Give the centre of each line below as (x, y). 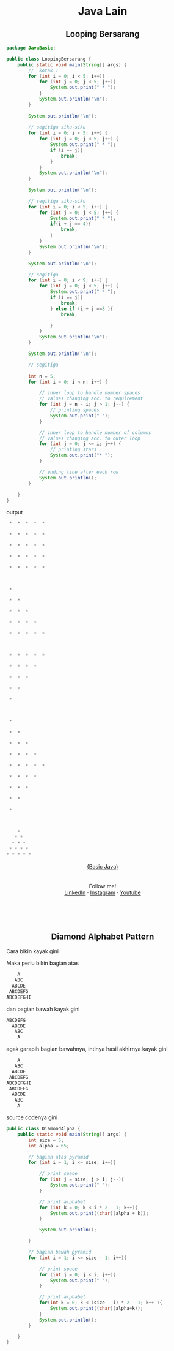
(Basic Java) (103, 866)
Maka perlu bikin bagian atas (43, 963)
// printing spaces (74, 410)
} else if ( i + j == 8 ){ (82, 309)
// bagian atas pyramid (58, 1157)
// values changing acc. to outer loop (89, 438)
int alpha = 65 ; (49, 1146)
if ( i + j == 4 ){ (71, 224)
